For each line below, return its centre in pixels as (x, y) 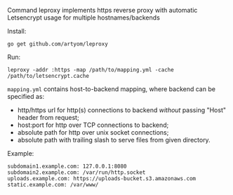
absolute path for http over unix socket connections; (93, 132)
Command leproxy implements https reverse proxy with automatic (102, 10)
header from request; (48, 117)
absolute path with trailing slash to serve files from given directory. (114, 140)
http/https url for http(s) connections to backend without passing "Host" (122, 110)
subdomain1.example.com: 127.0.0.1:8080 (67, 166)
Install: (17, 31)
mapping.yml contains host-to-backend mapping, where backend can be (112, 89)
